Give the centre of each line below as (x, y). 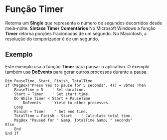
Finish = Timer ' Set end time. (51, 111)
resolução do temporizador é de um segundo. (52, 39)
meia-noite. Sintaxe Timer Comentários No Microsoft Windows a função (81, 28)
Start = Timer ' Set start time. (52, 94)
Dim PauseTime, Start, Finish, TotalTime (49, 81)
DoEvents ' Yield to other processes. (67, 103)
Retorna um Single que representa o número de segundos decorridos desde (84, 23)
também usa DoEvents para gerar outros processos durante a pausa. (77, 72)
